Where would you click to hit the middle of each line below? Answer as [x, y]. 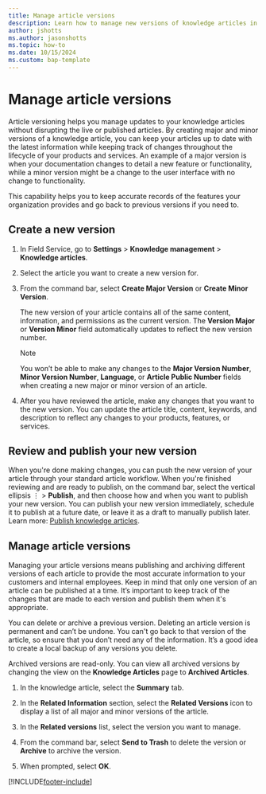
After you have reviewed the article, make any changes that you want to [137, 401]
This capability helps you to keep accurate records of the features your [124, 196]
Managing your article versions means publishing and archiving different [127, 565]
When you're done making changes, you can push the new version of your [130, 470]
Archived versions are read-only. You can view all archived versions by [124, 664]
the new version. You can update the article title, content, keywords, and [138, 409]
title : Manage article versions [62, 16]
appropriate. [29, 608]
